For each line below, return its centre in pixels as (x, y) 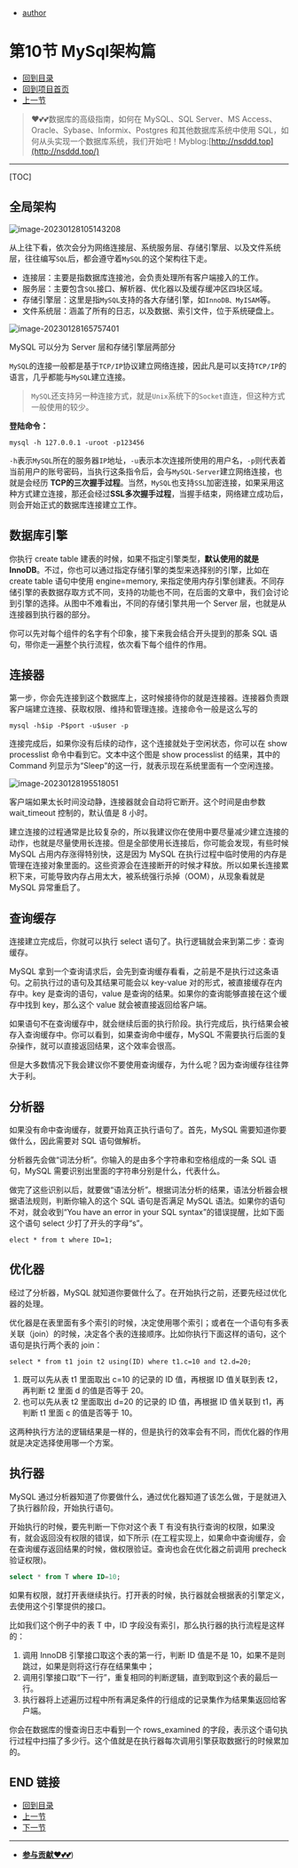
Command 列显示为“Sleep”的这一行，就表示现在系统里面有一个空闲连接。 (144, 766)
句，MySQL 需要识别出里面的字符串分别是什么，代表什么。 (117, 1171)
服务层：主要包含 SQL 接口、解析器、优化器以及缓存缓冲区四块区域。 (145, 288)
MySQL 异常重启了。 (47, 888)
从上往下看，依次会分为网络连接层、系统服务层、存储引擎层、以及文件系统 (145, 247)
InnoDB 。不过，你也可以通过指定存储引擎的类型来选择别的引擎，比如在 (140, 569)
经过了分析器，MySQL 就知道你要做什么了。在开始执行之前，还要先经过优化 (148, 1292)
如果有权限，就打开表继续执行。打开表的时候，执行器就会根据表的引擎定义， (149, 1595)
